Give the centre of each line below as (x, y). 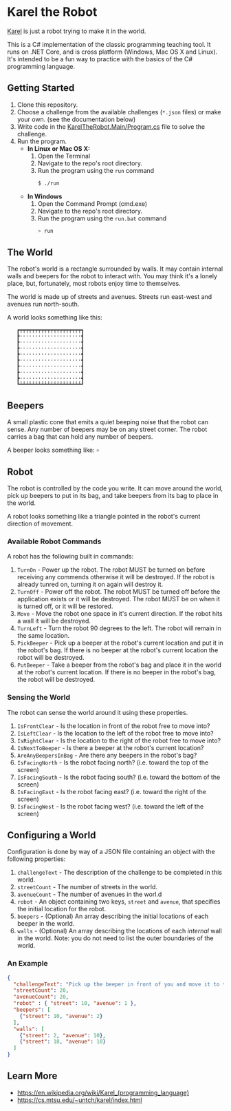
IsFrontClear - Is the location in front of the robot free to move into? (113, 726)
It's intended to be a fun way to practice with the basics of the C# (100, 59)
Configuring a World (52, 835)
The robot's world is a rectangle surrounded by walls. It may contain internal (115, 269)
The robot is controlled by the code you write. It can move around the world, (115, 488)
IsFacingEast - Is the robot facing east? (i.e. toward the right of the (111, 791)
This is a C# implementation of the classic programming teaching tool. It (109, 44)
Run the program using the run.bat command (102, 218)
